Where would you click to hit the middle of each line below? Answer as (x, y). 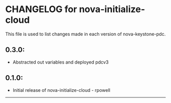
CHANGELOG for (41, 9)
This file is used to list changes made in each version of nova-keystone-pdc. (85, 34)
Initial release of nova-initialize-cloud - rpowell (61, 90)
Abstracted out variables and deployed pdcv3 (61, 62)
